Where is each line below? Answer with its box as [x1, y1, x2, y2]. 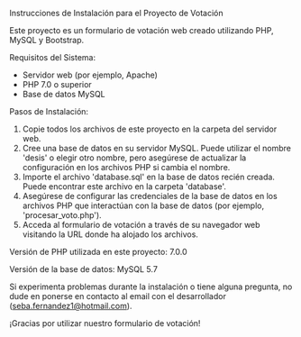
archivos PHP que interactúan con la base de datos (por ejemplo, [22, 200, 264, 211]
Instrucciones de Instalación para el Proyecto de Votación [9, 8, 223, 18]
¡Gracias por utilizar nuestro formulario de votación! [9, 318, 201, 328]
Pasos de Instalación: [9, 106, 88, 116]
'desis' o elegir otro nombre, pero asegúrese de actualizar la [22, 152, 247, 163]
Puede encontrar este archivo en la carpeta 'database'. [22, 181, 227, 192]
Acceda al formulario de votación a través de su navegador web [22, 220, 260, 230]
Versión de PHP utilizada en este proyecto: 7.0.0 [9, 247, 187, 257]
